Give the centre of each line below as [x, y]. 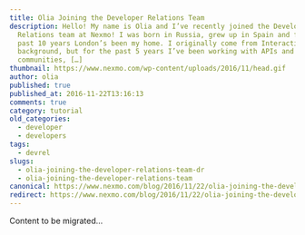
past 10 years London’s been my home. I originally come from [138, 43]
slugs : [22, 161]
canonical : [30, 187]
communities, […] [50, 60]
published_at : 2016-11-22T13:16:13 [77, 93]
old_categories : [40, 119]
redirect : [28, 195]
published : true [40, 85]
